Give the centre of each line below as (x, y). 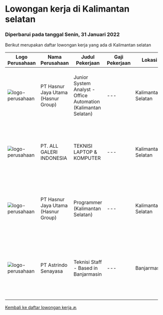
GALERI (49, 152)
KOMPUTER (87, 158)
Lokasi (149, 60)
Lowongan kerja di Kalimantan (67, 9)
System (82, 84)
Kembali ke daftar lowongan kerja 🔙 (41, 308)
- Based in (86, 268)
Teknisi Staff (88, 262)
